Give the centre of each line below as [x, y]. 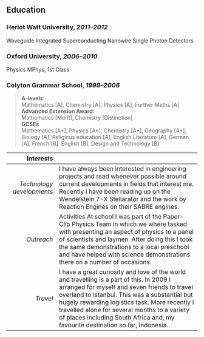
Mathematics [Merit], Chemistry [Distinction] [77, 118]
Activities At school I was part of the [110, 217]
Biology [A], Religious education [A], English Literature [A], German [105, 137]
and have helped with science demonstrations [124, 254]
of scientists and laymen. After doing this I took [126, 239]
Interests [40, 158]
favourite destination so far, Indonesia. [114, 325]
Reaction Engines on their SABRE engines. [119, 207]
